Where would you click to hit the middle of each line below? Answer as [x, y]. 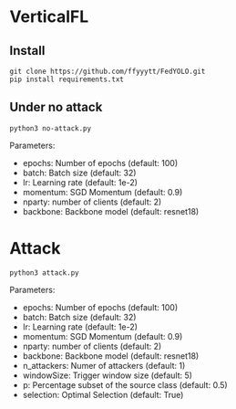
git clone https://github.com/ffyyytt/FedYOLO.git [108, 71]
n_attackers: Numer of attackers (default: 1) [104, 365]
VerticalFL [49, 17]
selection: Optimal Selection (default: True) [103, 394]
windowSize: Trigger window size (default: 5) [108, 375]
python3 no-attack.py [51, 128]
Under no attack [56, 107]
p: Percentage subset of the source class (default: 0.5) [125, 384]
